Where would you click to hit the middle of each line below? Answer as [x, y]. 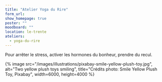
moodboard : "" [19, 27]
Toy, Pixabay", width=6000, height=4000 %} [50, 74]
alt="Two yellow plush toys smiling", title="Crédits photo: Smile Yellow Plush [81, 69]
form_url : [15, 14]
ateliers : [15, 37]
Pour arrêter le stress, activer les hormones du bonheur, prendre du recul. [79, 55]
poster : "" [16, 23]
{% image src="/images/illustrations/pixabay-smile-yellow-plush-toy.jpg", [79, 64]
